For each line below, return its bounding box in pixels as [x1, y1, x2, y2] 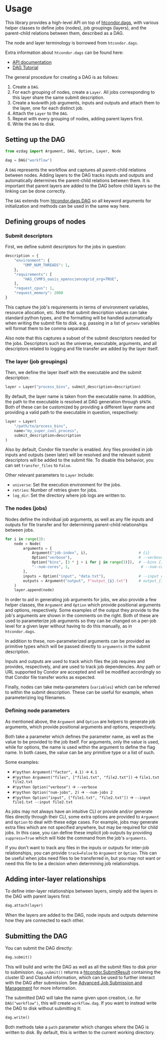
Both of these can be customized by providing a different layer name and [5, 404, 155, 410]
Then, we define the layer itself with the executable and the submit [5, 369, 142, 375]
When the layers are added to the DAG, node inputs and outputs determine [5, 912, 158, 918]
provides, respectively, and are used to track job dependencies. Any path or [5, 664, 161, 670]
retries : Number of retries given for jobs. [12, 487, 98, 493]
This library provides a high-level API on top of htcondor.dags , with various [5, 19, 159, 25]
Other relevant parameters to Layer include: [5, 472, 94, 478]
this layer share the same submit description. [12, 94, 105, 100]
